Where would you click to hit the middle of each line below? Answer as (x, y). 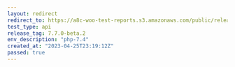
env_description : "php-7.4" (48, 40)
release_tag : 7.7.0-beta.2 (47, 33)
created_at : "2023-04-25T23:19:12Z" (60, 46)
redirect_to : (26, 20)
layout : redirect (33, 14)
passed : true (26, 53)
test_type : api (29, 27)
